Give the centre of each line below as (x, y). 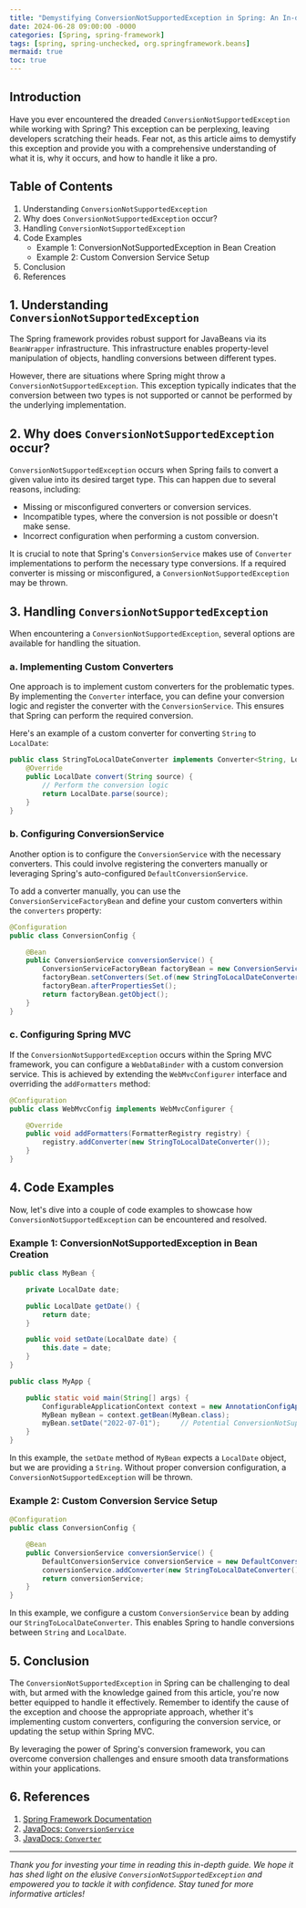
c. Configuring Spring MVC (71, 1034)
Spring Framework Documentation (87, 1819)
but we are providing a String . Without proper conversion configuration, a (148, 1467)
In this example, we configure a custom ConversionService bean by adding (149, 1613)
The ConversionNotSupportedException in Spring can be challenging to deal (149, 1683)
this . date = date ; (77, 1348)
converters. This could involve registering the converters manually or (139, 864)
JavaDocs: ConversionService (78, 1829)
